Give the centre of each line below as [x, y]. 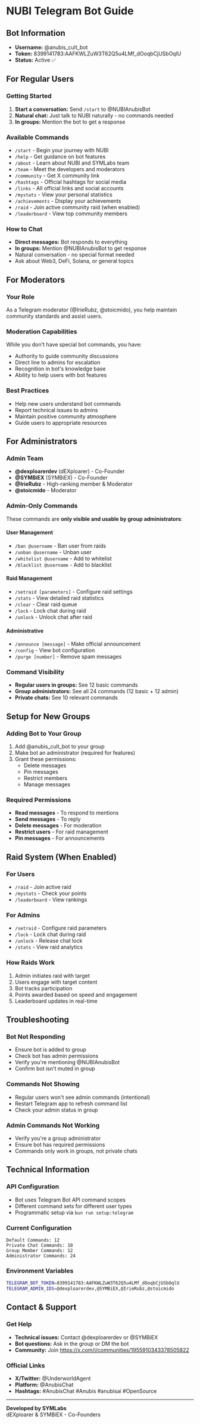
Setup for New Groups [48, 716]
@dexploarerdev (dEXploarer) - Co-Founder [70, 471]
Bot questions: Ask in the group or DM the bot [72, 1343]
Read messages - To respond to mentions [67, 813]
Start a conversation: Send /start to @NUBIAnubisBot [82, 109]
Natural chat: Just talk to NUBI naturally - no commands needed [94, 115]
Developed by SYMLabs [36, 1408]
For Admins [23, 915]
